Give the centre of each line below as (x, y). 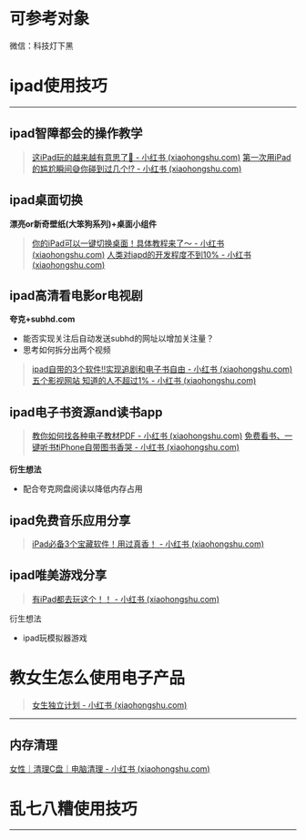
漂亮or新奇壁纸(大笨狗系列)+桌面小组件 (83, 223)
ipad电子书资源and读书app (86, 412)
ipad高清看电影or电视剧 (76, 296)
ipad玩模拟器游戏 (55, 638)
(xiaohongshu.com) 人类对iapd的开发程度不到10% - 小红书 (142, 254)
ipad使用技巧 (58, 86)
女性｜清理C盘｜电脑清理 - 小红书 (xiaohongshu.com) (110, 768)
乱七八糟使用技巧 (74, 809)
